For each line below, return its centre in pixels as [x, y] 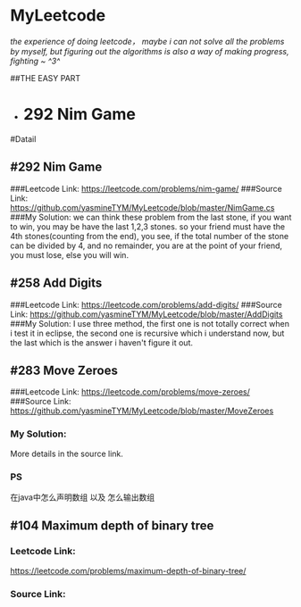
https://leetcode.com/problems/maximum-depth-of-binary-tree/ [128, 570]
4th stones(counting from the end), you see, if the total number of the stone [150, 236]
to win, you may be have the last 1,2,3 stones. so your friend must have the [147, 226]
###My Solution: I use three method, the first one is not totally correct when [150, 323]
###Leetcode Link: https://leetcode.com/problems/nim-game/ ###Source [146, 188]
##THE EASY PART [46, 78]
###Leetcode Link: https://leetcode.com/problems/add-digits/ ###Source [146, 304]
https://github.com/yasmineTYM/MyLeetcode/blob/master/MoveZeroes [142, 411]
